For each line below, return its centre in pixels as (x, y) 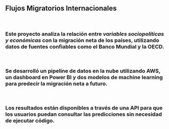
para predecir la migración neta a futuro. (56, 84)
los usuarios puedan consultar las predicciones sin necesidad (84, 114)
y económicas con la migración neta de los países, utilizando (82, 40)
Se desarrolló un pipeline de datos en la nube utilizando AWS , (83, 71)
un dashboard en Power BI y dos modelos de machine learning (84, 78)
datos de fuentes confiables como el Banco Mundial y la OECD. (85, 46)
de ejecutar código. (30, 121)
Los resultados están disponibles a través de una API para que (84, 108)
